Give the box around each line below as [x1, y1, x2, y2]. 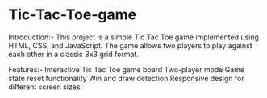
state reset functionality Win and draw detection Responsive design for [8, 73, 244, 83]
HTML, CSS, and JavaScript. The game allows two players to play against [8, 40, 252, 50]
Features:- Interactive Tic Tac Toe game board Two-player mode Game [8, 64, 244, 74]
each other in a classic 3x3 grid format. [8, 49, 139, 59]
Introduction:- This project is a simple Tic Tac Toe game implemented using [8, 32, 260, 42]
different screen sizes [8, 82, 81, 92]
